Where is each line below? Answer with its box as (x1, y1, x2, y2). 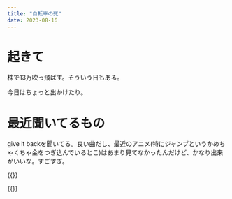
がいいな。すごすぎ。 (7, 157, 68, 165)
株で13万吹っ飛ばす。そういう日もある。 (7, 73, 124, 82)
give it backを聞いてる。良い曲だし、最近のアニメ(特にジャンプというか (7, 140, 214, 148)
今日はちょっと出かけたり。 (7, 88, 87, 96)
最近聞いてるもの (7, 115, 106, 131)
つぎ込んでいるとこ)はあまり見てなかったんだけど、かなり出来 (43, 148, 224, 157)
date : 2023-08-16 (7, 17, 58, 24)
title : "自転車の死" (7, 10, 61, 17)
